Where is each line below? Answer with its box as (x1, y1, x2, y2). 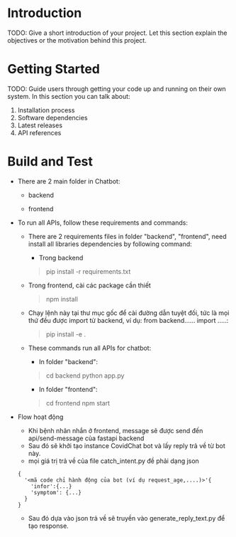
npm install (45, 294, 78, 303)
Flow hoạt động (17, 413, 64, 421)
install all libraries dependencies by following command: (28, 240, 193, 248)
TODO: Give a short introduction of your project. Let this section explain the (7, 28, 227, 37)
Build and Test (7, 154, 94, 170)
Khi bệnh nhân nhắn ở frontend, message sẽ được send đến (28, 426, 203, 435)
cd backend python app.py (45, 371, 125, 380)
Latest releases (17, 121, 62, 129)
